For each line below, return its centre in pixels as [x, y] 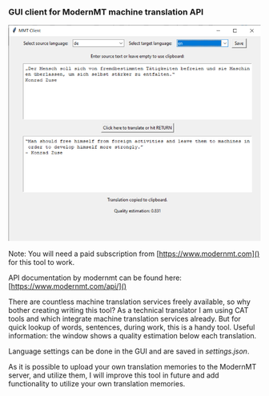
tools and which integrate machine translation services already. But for [125, 319]
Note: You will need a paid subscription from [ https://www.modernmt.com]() [134, 254]
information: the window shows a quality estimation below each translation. [132, 336]
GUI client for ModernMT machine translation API [106, 12]
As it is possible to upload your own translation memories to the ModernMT [132, 367]
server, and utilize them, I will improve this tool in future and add [114, 375]
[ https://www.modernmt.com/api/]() [67, 286]
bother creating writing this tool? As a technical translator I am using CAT [128, 310]
